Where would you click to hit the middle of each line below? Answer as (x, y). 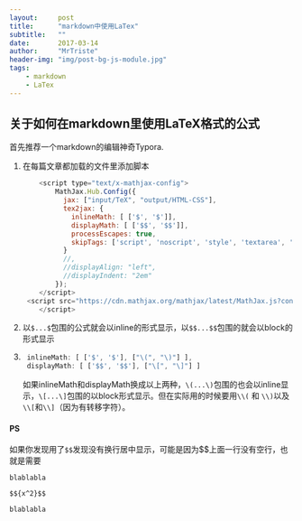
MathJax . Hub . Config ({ (96, 192)
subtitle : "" (38, 34)
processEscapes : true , (114, 234)
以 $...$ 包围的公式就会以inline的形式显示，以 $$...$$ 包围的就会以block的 (157, 328)
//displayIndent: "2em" (107, 276)
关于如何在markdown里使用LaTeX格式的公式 (135, 124)
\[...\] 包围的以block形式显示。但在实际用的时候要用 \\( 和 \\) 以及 (164, 396)
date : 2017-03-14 (54, 43)
